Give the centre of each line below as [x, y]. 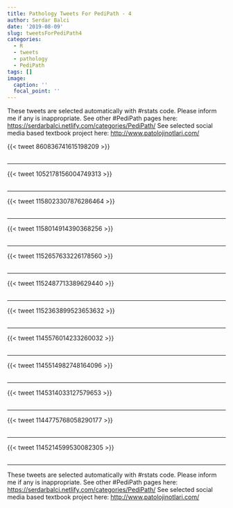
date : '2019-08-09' [35, 26]
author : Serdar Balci [38, 20]
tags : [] [20, 72]
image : [17, 78]
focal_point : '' [37, 91]
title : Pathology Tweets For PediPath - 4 [69, 14]
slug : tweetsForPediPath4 [44, 33]
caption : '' [31, 85]
